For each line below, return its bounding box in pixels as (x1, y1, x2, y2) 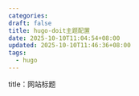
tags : (8, 49, 27, 57)
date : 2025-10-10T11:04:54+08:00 (8, 34, 121, 42)
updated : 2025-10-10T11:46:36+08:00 (8, 42, 131, 50)
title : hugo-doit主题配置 (8, 26, 91, 34)
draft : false (8, 19, 52, 27)
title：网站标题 (8, 79, 56, 89)
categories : (8, 11, 48, 20)
